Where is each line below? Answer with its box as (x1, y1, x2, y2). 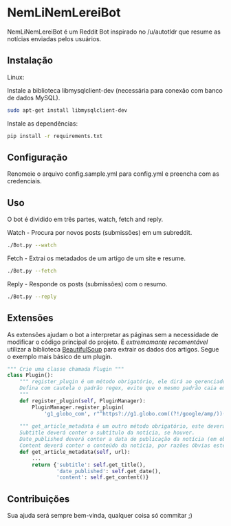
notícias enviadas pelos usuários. (7, 34, 102, 43)
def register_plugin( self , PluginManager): (19, 397, 146, 404)
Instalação (7, 55, 54, 67)
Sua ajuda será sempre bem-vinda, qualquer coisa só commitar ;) (7, 512, 192, 520)
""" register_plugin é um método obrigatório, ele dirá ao (19, 378, 192, 385)
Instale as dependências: (7, 119, 78, 128)
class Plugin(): (7, 372, 54, 379)
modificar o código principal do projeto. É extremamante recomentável (7, 338, 208, 346)
